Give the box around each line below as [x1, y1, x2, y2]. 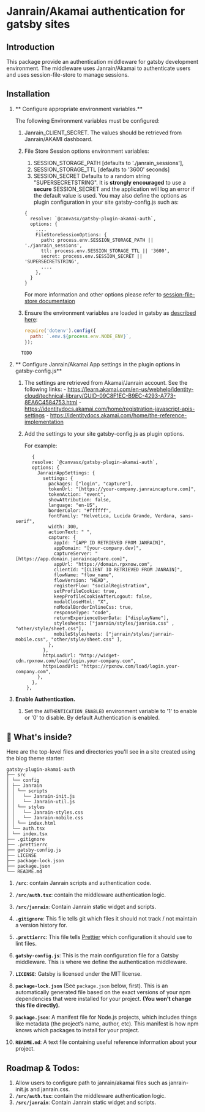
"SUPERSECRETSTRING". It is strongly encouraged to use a [33, 179, 186, 186]
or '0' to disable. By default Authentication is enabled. [24, 714, 160, 722]
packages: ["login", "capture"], [48, 481, 133, 487]
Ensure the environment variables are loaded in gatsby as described [24, 309, 196, 317]
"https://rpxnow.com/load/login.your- [81, 663, 181, 670]
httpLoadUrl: [42, 652, 76, 659]
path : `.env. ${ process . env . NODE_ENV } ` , [29, 333, 132, 339]
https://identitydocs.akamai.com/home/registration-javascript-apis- [24, 405, 195, 412]
